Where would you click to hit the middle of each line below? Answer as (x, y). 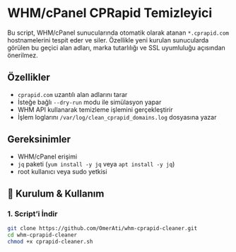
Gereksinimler (39, 139)
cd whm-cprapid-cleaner (42, 235)
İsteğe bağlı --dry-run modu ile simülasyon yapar (89, 102)
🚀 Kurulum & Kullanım (56, 194)
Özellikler (29, 78)
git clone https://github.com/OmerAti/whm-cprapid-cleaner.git (102, 229)
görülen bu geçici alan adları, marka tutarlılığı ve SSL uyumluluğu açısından (117, 47)
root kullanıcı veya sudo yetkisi (62, 171)
